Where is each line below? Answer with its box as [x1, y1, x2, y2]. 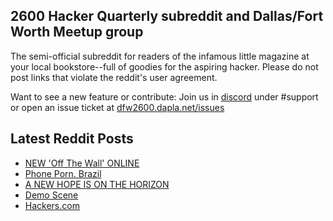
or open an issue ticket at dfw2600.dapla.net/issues [10, 101, 225, 113]
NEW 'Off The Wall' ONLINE [24, 157, 140, 169]
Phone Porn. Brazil [24, 167, 102, 179]
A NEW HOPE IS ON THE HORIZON [24, 178, 170, 190]
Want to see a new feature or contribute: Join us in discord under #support [10, 90, 319, 103]
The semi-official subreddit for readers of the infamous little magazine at [10, 50, 310, 62]
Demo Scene [24, 189, 79, 201]
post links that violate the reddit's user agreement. [10, 71, 218, 83]
